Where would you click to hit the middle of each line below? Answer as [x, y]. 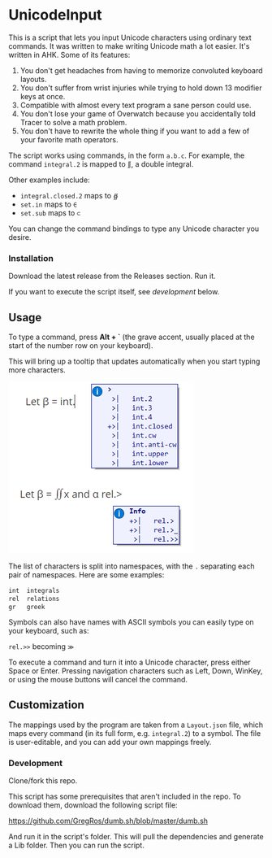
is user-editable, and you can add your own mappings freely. [110, 742]
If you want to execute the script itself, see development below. [114, 292]
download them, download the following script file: [93, 805]
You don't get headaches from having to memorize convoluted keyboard [141, 70]
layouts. [33, 79]
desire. [20, 237]
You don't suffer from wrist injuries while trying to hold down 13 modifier [141, 88]
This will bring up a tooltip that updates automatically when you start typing [134, 361]
